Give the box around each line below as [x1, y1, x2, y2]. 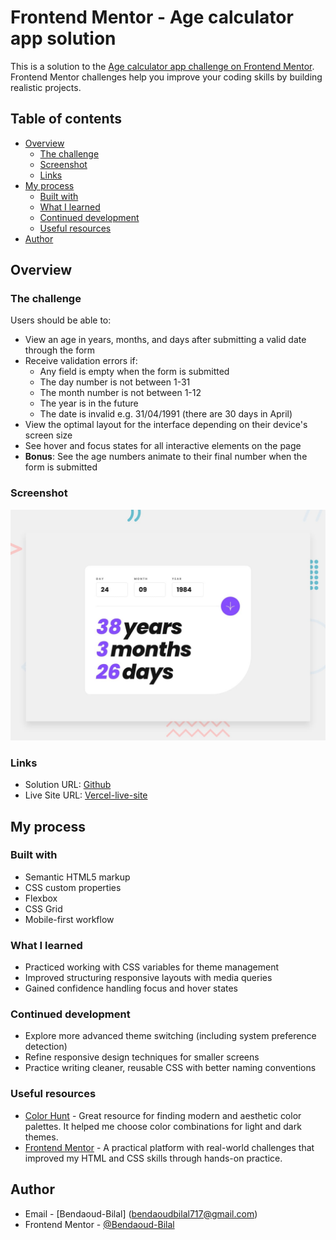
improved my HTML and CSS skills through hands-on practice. [24, 1152, 283, 1164]
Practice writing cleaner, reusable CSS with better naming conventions [24, 1062, 317, 1074]
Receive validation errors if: [24, 355, 138, 367]
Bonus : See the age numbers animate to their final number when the [24, 451, 308, 463]
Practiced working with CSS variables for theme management [24, 961, 280, 973]
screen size [24, 429, 73, 441]
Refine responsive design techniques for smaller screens [24, 1051, 260, 1063]
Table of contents [10, 111, 122, 128]
